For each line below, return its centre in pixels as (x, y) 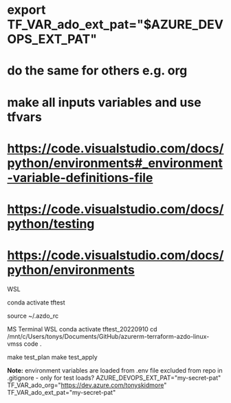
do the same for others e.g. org (97, 71)
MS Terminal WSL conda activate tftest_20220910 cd (82, 329)
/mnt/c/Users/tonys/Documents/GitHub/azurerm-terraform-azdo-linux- (108, 336)
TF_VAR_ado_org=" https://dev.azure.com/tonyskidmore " (87, 385)
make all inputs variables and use (104, 102)
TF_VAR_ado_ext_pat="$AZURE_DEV (115, 24)
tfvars (25, 117)
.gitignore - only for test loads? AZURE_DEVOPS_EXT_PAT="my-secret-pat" (114, 378)
